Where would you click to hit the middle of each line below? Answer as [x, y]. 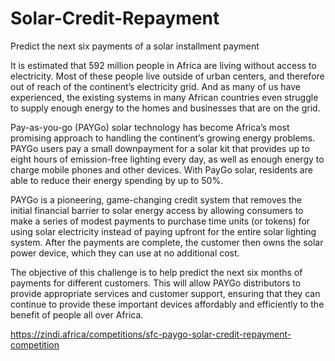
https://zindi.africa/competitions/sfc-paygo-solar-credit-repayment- [151, 334]
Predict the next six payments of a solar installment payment [135, 46]
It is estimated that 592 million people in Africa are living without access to [163, 65]
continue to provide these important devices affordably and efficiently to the [167, 304]
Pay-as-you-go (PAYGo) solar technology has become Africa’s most [150, 127]
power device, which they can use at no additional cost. [125, 253]
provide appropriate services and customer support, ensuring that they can [165, 293]
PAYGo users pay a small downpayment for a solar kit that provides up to [160, 148]
